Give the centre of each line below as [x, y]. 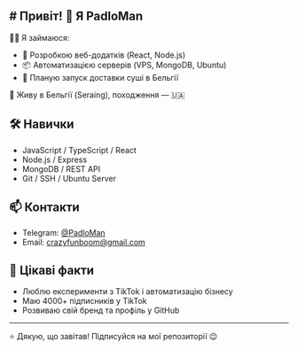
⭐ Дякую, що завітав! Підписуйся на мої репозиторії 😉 [114, 337]
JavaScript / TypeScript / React [79, 150]
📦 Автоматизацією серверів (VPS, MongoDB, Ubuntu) [124, 65]
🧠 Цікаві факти [52, 270]
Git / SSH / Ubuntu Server [69, 178]
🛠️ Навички [42, 124]
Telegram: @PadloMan [63, 233]
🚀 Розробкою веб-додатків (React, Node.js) [104, 55]
